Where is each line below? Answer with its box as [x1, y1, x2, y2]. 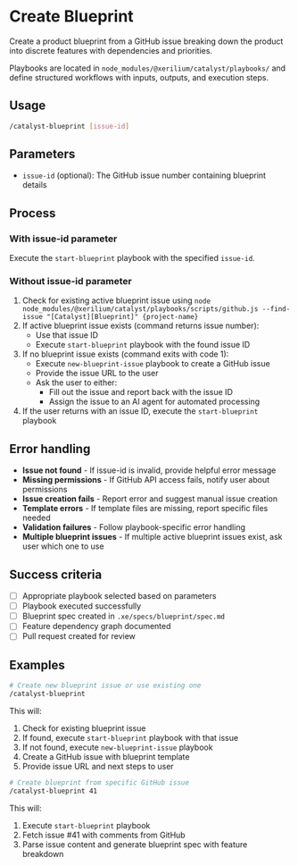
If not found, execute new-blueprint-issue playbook [21, 742, 213, 752]
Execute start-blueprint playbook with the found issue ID [35, 340, 251, 350]
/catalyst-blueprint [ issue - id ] [9, 122, 129, 130]
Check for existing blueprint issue [21, 722, 146, 734]
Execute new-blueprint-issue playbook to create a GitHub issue [35, 358, 270, 369]
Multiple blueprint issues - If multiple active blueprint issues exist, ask [21, 532, 283, 542]
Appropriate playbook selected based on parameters [21, 591, 217, 601]
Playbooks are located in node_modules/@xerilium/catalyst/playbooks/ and [9, 63, 286, 73]
